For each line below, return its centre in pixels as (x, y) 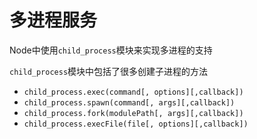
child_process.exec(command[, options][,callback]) (133, 92)
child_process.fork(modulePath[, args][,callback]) (133, 113)
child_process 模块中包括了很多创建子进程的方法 (109, 71)
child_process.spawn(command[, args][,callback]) (129, 102)
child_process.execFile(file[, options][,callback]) (136, 124)
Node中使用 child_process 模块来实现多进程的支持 (111, 50)
